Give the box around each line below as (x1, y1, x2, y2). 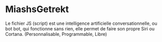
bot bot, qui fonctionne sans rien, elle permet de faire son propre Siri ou (5, 25, 155, 31)
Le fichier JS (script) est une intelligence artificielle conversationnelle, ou (5, 20, 158, 26)
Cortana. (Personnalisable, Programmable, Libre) (5, 31, 107, 37)
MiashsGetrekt (5, 4, 69, 15)
